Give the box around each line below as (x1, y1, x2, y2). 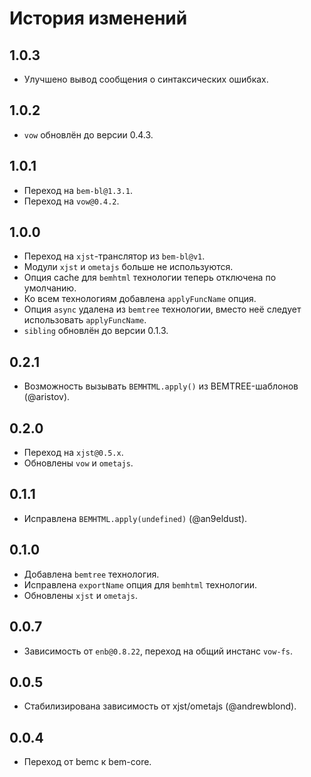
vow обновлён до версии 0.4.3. (23, 128, 154, 141)
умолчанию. (23, 282, 77, 294)
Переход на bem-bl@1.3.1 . (23, 184, 134, 196)
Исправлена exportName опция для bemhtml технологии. (23, 578, 257, 591)
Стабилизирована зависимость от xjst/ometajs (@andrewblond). (23, 700, 297, 712)
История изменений (9, 7, 188, 30)
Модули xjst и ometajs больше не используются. (23, 261, 234, 273)
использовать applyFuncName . (23, 314, 147, 326)
